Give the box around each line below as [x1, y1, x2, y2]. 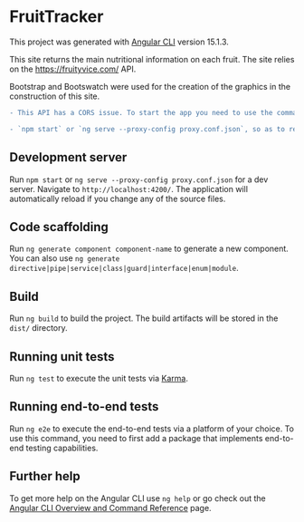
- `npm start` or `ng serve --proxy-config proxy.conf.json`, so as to [9, 124, 285, 133]
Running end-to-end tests [9, 399, 159, 414]
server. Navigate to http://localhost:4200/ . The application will [9, 183, 249, 194]
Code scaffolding [9, 219, 109, 235]
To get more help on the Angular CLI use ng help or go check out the [9, 492, 266, 504]
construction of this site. [9, 91, 100, 101]
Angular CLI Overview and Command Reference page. [9, 502, 212, 513]
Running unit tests [9, 349, 115, 364]
